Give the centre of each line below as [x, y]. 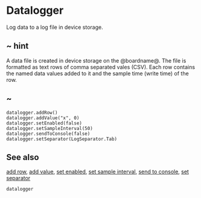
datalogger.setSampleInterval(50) [50, 128]
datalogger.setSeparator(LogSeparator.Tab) [62, 139]
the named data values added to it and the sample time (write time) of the [97, 73]
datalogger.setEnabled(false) [44, 123]
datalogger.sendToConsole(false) [48, 134]
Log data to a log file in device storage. [55, 27]
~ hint [18, 46]
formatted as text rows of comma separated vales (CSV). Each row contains [101, 67]
